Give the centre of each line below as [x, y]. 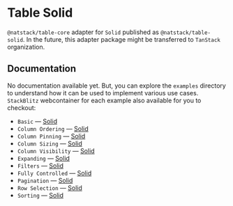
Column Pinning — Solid [51, 136]
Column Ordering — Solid [53, 128]
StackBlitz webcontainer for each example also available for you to [104, 100]
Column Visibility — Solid [56, 150]
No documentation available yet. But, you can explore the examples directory [117, 86]
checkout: [22, 108]
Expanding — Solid [43, 158]
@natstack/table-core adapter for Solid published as [83, 32]
